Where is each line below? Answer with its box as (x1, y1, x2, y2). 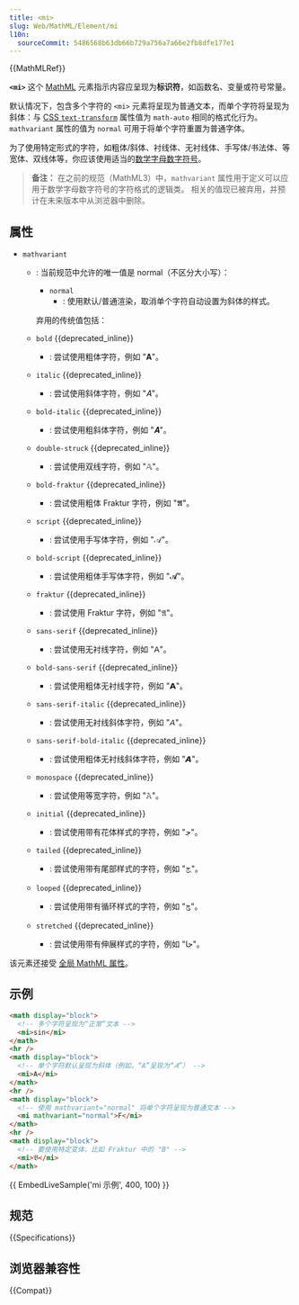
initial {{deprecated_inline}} (35, 808, 146, 819)
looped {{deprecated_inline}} (35, 883, 142, 894)
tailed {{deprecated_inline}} (35, 845, 142, 856)
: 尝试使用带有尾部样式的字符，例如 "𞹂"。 (48, 863, 204, 874)
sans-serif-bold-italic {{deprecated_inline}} (35, 735, 207, 746)
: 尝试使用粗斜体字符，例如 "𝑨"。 (48, 425, 172, 436)
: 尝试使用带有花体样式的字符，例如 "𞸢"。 (48, 827, 203, 838)
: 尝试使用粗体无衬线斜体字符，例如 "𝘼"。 (48, 753, 204, 765)
